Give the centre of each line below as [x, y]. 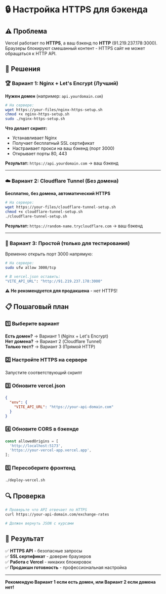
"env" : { [19, 402]
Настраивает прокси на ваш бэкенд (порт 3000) [63, 148]
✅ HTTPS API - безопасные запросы [44, 551]
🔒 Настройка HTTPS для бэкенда [77, 10]
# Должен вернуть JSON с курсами [40, 523]
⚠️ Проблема [26, 31]
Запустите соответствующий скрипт [44, 372]
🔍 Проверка [25, 496]
